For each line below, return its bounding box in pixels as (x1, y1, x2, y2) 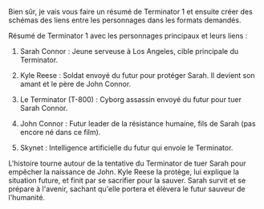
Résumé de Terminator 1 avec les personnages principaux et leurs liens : (8, 31, 248, 40)
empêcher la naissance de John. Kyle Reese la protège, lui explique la (8, 167, 239, 176)
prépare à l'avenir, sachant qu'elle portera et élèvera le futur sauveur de (8, 184, 246, 194)
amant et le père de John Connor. (19, 80, 132, 88)
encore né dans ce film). (19, 128, 101, 137)
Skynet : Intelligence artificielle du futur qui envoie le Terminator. (19, 143, 234, 152)
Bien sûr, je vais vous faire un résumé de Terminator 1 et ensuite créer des (8, 7, 253, 16)
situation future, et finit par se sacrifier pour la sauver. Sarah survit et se (8, 176, 246, 185)
